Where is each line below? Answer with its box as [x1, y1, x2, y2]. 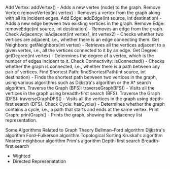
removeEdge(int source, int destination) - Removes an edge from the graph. [5, 26, 164, 32]
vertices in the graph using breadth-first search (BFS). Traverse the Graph [5, 91, 160, 96]
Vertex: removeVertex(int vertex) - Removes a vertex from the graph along [5, 10, 160, 16]
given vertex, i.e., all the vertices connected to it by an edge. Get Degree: [5, 48, 158, 53]
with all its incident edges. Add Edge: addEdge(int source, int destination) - [5, 15, 162, 21]
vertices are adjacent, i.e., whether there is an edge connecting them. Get [5, 36, 159, 43]
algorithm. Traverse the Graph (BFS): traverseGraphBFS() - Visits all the [5, 85, 155, 91]
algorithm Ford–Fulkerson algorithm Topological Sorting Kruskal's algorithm [5, 133, 163, 138]
